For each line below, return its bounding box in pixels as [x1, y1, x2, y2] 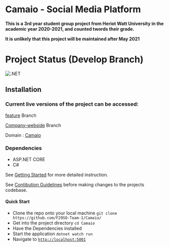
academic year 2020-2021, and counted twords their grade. [5, 26, 134, 32]
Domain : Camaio [5, 132, 42, 138]
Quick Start [5, 199, 30, 205]
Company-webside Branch [5, 122, 61, 128]
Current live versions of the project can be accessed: [5, 101, 139, 108]
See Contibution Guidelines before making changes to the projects [5, 181, 145, 187]
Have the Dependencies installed [12, 226, 82, 232]
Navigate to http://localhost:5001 [12, 236, 86, 242]
